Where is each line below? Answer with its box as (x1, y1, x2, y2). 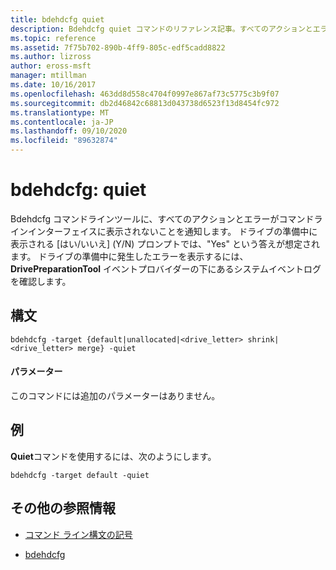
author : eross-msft (10, 61, 92, 71)
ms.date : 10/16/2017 (10, 80, 97, 90)
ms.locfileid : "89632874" (10, 136, 118, 146)
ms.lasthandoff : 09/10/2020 (10, 126, 128, 136)
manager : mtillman (10, 71, 87, 81)
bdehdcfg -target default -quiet (10, 470, 150, 480)
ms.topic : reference (10, 33, 97, 43)
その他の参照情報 (10, 500, 116, 517)
